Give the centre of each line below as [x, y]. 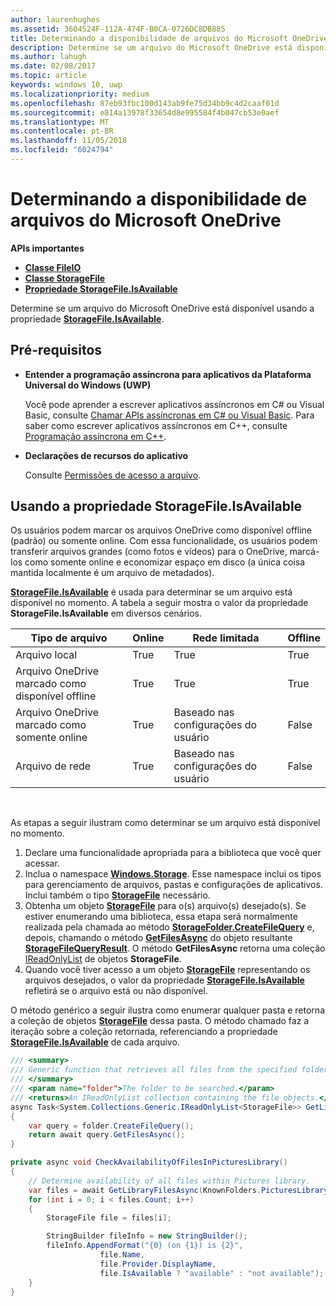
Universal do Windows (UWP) [88, 385]
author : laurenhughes [55, 19]
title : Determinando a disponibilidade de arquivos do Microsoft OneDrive [169, 38]
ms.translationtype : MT [60, 122]
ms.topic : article [48, 76]
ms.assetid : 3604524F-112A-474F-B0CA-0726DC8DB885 [118, 29]
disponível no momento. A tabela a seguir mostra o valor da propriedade [159, 603]
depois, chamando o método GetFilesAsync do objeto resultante [158, 938]
